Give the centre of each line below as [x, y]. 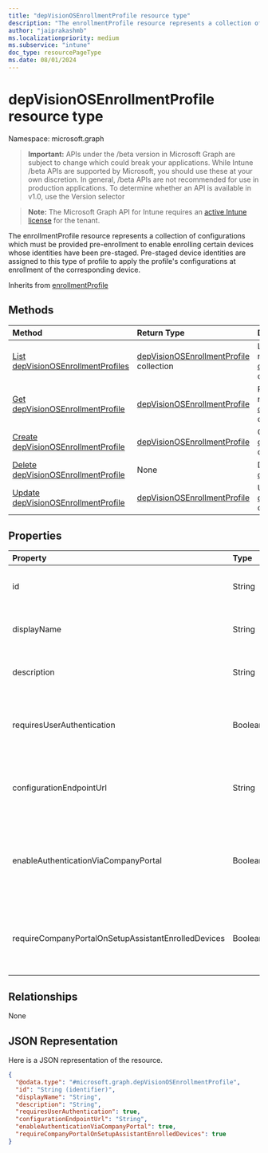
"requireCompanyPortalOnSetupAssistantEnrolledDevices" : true [121, 1134]
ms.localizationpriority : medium [64, 38]
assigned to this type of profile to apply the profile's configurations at [122, 261]
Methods [31, 311]
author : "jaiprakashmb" [48, 30]
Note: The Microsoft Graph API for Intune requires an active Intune [137, 211]
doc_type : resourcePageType [55, 53]
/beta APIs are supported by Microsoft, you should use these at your [140, 171]
